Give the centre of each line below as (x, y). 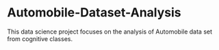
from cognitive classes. (40, 38)
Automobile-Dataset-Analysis (94, 13)
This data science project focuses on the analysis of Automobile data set (110, 32)
